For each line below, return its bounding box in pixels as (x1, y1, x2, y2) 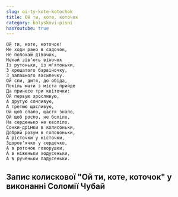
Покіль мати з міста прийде (6, 83, 76, 89)
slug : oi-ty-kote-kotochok (6, 8, 73, 15)
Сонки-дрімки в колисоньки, (6, 125, 76, 131)
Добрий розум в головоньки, (6, 130, 76, 136)
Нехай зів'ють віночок (6, 57, 62, 63)
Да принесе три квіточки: (6, 88, 70, 94)
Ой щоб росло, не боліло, (6, 114, 70, 120)
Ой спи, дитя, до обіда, (6, 78, 68, 84)
